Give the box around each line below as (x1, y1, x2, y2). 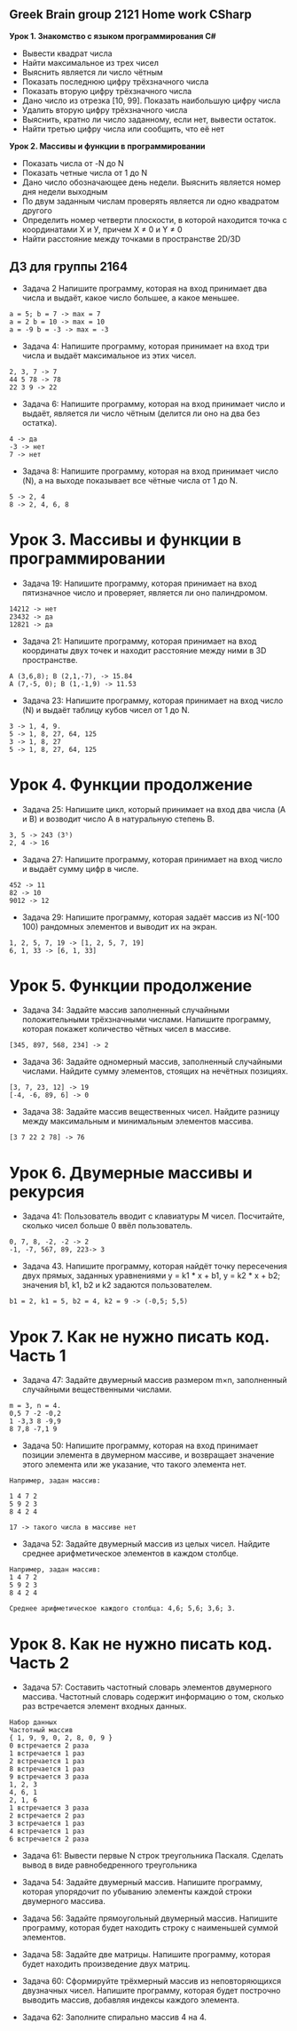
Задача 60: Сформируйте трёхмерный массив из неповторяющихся (21, 1976, 282, 1987)
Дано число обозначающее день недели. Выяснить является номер (21, 177, 281, 188)
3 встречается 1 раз (9, 1819, 86, 1828)
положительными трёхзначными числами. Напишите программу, (21, 1014, 272, 1025)
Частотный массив (9, 1726, 74, 1735)
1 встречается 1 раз (9, 1749, 86, 1758)
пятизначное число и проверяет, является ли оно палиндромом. (21, 587, 269, 598)
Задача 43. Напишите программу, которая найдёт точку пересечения (21, 1261, 288, 1272)
